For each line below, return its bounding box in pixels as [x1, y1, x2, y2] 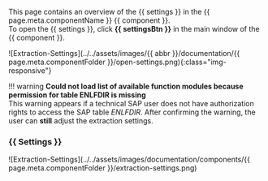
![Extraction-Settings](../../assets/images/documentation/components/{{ [8, 154, 250, 165]
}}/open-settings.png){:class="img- [106, 57, 227, 67]
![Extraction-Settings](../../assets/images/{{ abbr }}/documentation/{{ [8, 49, 240, 58]
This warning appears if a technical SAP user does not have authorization [8, 99, 254, 108]
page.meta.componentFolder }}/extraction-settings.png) [8, 163, 197, 173]
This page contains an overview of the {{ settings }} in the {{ [8, 7, 210, 16]
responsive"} [8, 66, 52, 75]
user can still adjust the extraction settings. [8, 116, 153, 125]
